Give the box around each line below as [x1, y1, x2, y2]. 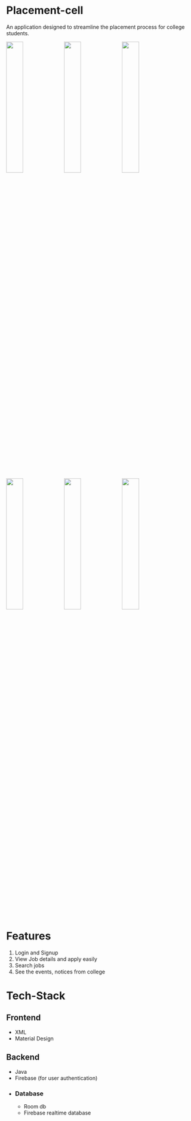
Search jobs [14, 962, 45, 969]
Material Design [14, 1034, 54, 1042]
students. [6, 29, 30, 36]
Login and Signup [14, 949, 58, 956]
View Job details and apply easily [14, 955, 97, 962]
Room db [23, 1102, 47, 1110]
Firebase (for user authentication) [14, 1074, 98, 1082]
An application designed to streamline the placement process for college [6, 23, 185, 30]
